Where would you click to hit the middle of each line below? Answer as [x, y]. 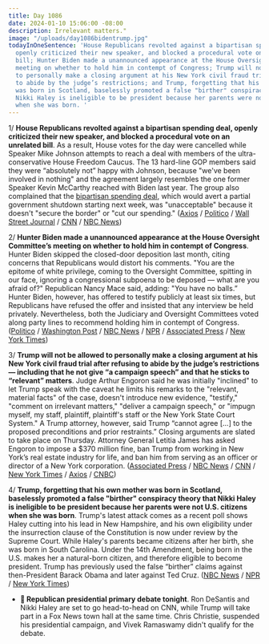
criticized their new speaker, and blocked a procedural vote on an [119, 136]
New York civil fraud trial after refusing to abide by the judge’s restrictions [134, 364]
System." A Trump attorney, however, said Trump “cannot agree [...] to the [130, 423]
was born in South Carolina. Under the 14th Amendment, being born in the [130, 549]
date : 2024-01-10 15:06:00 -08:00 [66, 23]
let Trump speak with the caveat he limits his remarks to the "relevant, [123, 389]
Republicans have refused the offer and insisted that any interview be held [131, 306]
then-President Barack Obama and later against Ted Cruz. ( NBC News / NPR [134, 575]
